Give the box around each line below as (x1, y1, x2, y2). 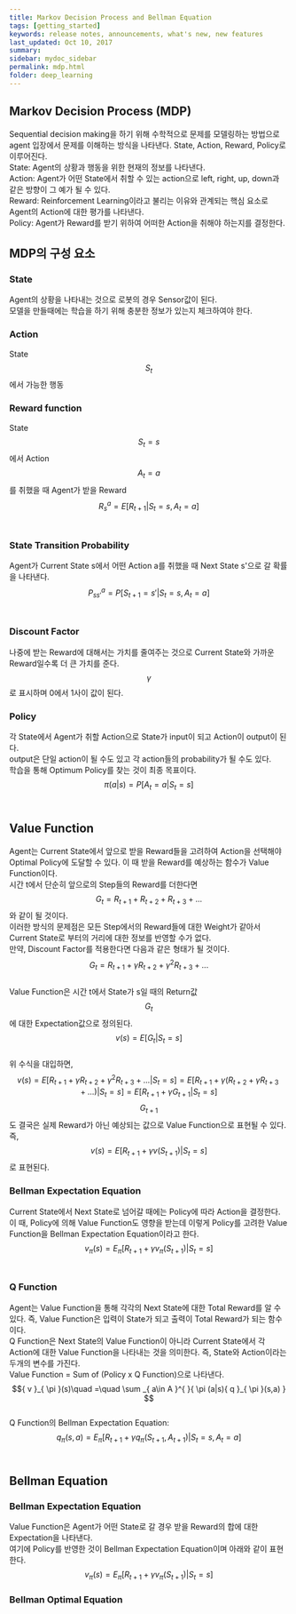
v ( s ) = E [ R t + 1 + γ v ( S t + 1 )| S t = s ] (90, 1145, 208, 1158)
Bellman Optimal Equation (9, 1593, 123, 1605)
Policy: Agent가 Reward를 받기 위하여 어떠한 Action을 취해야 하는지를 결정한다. (9, 217, 285, 228)
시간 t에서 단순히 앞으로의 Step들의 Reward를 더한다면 (9, 879, 198, 890)
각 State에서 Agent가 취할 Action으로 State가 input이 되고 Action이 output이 (9, 731, 277, 742)
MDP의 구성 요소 (9, 245, 96, 260)
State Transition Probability (9, 539, 130, 551)
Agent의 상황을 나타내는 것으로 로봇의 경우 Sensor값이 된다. (9, 294, 217, 305)
